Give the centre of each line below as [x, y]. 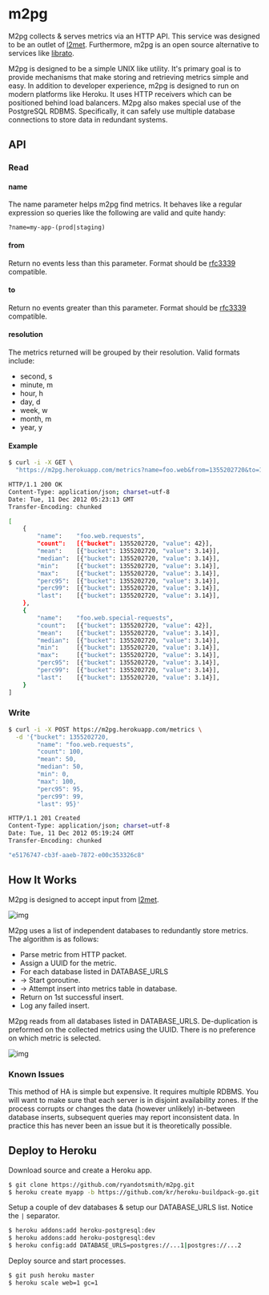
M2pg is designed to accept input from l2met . [84, 899]
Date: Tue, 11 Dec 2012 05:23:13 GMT [71, 499]
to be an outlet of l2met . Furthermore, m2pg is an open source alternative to [134, 44]
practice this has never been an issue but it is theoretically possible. [120, 1125]
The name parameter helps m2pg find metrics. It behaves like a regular [125, 204]
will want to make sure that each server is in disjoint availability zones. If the [133, 1100]
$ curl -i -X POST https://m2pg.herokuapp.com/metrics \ [105, 729]
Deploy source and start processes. [67, 1261]
